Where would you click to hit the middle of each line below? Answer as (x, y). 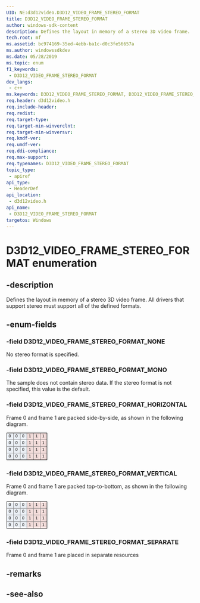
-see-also (25, 594)
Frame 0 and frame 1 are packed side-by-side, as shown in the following (95, 418)
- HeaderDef (24, 189)
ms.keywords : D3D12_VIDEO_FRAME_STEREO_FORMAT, (66, 95)
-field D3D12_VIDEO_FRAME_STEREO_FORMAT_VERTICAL (92, 473)
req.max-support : (28, 157)
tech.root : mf (24, 38)
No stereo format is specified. (43, 354)
